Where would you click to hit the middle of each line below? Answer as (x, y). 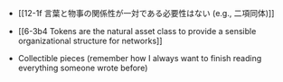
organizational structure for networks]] (90, 41)
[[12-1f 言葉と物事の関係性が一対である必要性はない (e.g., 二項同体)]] (146, 13)
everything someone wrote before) (83, 68)
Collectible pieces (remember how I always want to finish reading (140, 58)
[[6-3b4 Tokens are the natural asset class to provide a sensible (137, 31)
